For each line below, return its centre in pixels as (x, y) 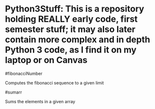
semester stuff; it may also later (70, 29)
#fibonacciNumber (24, 73)
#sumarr (14, 92)
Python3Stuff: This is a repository (75, 9)
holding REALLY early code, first (71, 19)
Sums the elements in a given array (40, 101)
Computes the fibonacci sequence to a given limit (54, 82)
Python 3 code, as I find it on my (71, 50)
